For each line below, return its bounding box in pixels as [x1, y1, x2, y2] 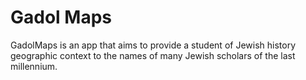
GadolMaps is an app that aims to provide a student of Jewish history [10, 39, 297, 51]
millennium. [10, 60, 58, 72]
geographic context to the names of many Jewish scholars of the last [10, 49, 296, 61]
